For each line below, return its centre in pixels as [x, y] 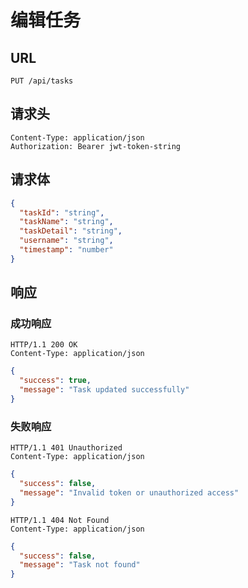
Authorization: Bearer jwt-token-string [96, 146]
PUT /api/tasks [42, 81]
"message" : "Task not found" [80, 565]
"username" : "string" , [66, 241]
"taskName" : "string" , [66, 222]
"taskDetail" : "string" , [71, 231]
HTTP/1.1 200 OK [44, 345]
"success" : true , [55, 381]
